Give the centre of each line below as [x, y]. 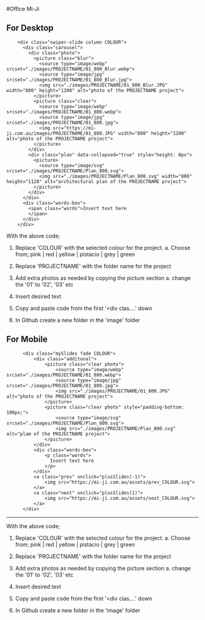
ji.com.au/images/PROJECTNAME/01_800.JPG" [61, 133]
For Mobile [27, 339]
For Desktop [30, 28]
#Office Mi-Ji [23, 9]
